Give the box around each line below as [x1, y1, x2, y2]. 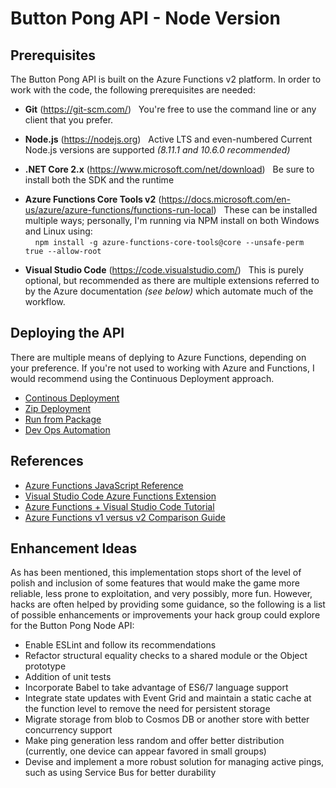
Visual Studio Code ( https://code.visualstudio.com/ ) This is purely [24, 264, 304, 276]
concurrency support [24, 724, 113, 736]
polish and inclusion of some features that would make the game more [10, 577, 300, 589]
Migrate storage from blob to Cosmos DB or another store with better [24, 713, 310, 726]
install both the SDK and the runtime [24, 174, 175, 186]
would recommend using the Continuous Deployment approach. [10, 372, 275, 384]
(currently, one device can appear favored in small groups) [24, 745, 267, 757]
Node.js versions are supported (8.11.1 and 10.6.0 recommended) [24, 144, 291, 156]
